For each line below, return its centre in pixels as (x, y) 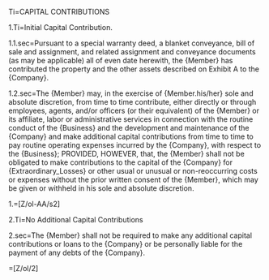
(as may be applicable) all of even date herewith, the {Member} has (121, 60)
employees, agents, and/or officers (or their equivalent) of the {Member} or (134, 110)
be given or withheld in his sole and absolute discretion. (101, 188)
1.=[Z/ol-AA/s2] (34, 204)
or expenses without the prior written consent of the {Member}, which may (134, 179)
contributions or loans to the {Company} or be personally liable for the (126, 244)
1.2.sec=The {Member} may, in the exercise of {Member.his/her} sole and (131, 93)
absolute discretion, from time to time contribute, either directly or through (132, 102)
